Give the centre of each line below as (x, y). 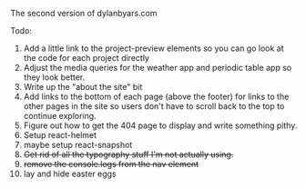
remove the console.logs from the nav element (111, 164)
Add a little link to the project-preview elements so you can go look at (154, 48)
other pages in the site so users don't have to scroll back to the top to (154, 106)
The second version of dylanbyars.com (84, 13)
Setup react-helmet (60, 135)
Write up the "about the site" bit (83, 87)
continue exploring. (60, 116)
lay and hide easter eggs (70, 173)
